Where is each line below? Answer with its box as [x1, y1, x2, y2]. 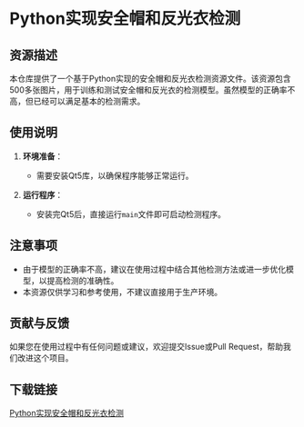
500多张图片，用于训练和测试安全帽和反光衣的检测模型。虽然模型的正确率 [9, 84, 288, 95]
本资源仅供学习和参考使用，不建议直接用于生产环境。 [22, 286, 223, 297]
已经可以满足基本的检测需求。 [33, 96, 146, 106]
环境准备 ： [22, 151, 64, 162]
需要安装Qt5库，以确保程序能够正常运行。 [35, 170, 194, 181]
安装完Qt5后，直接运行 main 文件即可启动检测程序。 [35, 208, 226, 219]
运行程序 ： [22, 189, 64, 200]
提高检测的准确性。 [46, 274, 119, 286]
